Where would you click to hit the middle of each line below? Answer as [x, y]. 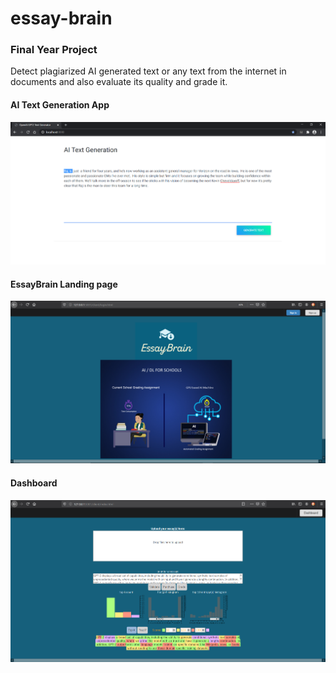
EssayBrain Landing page [64, 284]
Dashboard [34, 483]
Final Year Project [54, 50]
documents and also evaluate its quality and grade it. [119, 82]
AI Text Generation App [60, 105]
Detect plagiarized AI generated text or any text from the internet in [148, 71]
